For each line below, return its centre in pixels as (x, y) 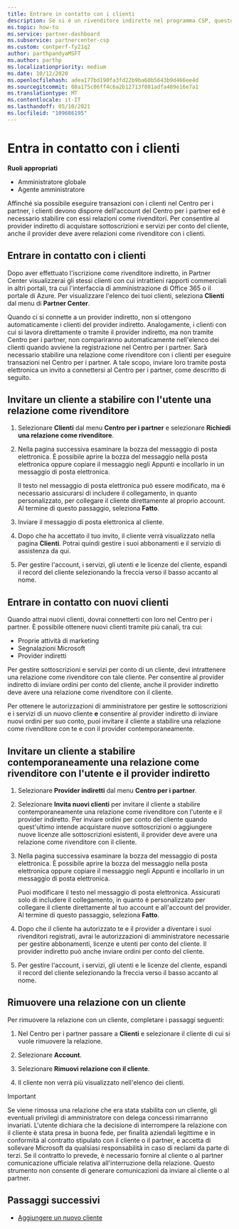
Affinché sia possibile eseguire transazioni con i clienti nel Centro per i (110, 203)
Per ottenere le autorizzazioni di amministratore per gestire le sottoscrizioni (117, 706)
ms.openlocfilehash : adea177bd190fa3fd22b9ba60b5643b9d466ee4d (103, 80)
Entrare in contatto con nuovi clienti (88, 602)
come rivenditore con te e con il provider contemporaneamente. (101, 729)
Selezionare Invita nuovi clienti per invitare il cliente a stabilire (109, 804)
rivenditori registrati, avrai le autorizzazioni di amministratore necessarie (123, 936)
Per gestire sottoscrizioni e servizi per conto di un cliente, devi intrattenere (117, 670)
